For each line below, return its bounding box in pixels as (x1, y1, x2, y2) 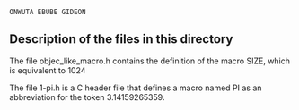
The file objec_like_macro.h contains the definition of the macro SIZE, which (9, 55, 290, 66)
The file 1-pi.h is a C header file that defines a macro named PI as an (9, 82, 262, 93)
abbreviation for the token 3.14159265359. (9, 91, 165, 102)
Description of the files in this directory (9, 31, 233, 47)
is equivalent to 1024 (9, 64, 86, 75)
